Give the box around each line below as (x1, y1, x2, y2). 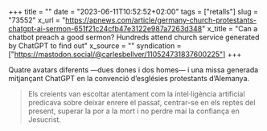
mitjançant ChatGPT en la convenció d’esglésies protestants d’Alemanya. (8, 74, 250, 83)
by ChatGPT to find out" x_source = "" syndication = (8, 41, 182, 51)
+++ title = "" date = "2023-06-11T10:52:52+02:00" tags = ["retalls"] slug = (8, 7, 259, 16)
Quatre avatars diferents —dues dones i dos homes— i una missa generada (8, 65, 259, 75)
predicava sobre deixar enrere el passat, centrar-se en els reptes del (27, 98, 256, 107)
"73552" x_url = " (8, 15, 66, 25)
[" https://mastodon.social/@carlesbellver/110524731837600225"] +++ (8, 50, 242, 59)
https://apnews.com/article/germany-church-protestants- (65, 15, 257, 25)
